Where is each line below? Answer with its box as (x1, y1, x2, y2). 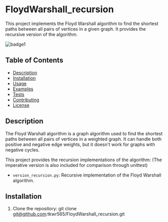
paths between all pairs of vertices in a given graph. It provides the (5, 26, 146, 32)
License (12, 102, 30, 108)
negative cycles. (5, 146, 40, 153)
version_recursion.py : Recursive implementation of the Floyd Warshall (12, 172, 162, 178)
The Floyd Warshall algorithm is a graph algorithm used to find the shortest (5, 130, 163, 136)
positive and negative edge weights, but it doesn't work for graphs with (5, 141, 155, 147)
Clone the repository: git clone (12, 206, 77, 212)
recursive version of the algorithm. (5, 31, 78, 37)
